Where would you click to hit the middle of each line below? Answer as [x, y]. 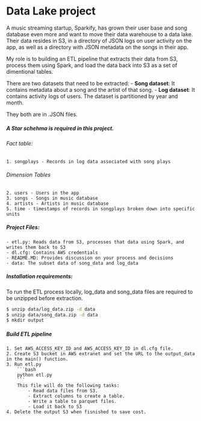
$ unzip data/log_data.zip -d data [51, 309]
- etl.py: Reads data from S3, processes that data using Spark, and [95, 242]
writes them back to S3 [36, 247]
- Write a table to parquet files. [73, 402]
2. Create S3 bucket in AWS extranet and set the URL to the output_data [101, 354]
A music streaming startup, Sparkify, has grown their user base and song [97, 28]
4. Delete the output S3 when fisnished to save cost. [76, 412]
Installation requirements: [40, 277]
